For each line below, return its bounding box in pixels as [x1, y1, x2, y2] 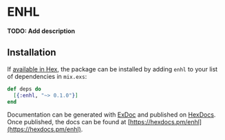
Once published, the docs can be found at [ [7, 118, 131, 126]
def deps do [7, 85, 41, 93]
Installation [7, 47, 56, 58]
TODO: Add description [7, 27, 76, 35]
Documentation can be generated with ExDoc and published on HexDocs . [7, 110, 216, 119]
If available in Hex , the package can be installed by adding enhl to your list [7, 65, 218, 73]
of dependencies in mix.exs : [7, 72, 87, 80]
